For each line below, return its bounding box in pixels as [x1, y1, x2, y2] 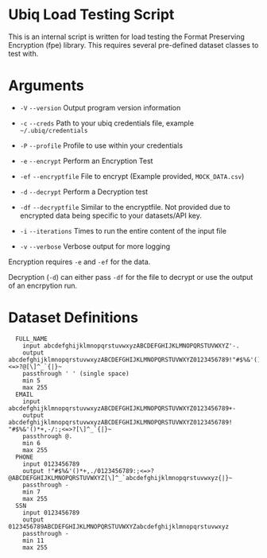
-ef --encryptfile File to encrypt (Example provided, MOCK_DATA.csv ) [19, 171, 245, 180]
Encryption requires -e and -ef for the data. [8, 257, 151, 266]
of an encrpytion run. [8, 281, 78, 290]
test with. [8, 48, 39, 58]
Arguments [8, 77, 85, 95]
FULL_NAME [15, 335, 48, 343]
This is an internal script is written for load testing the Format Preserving [8, 32, 245, 41]
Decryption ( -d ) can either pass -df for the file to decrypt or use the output [8, 272, 253, 281]
